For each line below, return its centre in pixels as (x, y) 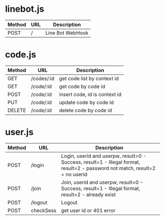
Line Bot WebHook (67, 33)
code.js (21, 55)
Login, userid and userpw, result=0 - (104, 156)
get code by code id (82, 86)
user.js (19, 132)
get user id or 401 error (88, 210)
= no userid (74, 174)
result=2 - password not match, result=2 (108, 168)
